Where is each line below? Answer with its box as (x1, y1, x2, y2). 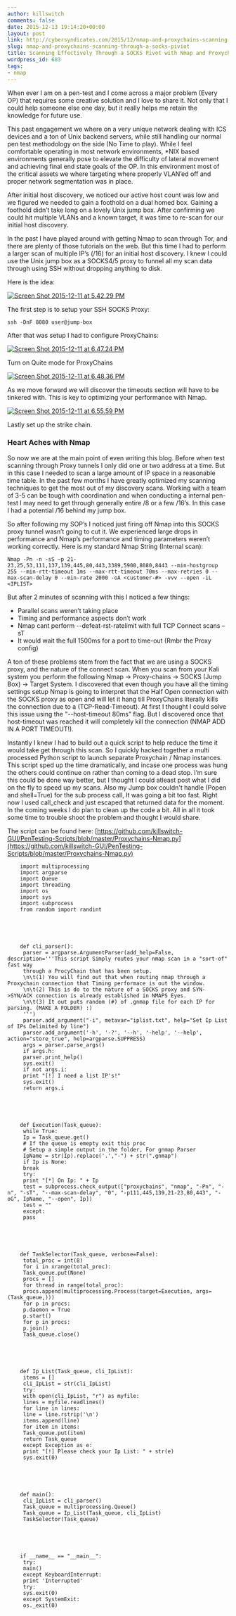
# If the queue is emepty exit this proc (22, 1140, 146, 1147)
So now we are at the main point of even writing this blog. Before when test (7, 453, 225, 462)
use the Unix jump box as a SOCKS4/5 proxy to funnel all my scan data (7, 256, 213, 265)
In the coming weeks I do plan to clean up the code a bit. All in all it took (7, 805, 215, 814)
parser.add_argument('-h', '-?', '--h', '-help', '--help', (22, 1029, 202, 1036)
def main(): (20, 1491, 55, 1498)
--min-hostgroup (171, 562, 218, 569)
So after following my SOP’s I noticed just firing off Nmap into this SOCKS (7, 519, 220, 528)
